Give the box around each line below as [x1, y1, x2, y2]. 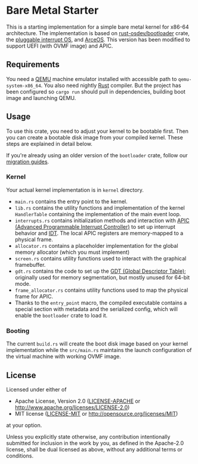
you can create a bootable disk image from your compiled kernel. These [6, 133, 183, 141]
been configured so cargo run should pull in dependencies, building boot [6, 88, 186, 95]
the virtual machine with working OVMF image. [6, 353, 121, 360]
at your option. [6, 421, 42, 429]
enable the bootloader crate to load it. [14, 312, 108, 319]
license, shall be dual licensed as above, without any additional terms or [6, 446, 183, 453]
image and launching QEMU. [6, 94, 76, 101]
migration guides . [6, 158, 49, 165]
